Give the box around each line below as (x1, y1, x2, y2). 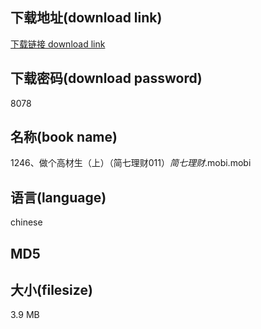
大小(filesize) (10, 282, 93, 299)
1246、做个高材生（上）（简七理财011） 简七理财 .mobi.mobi (10, 157, 252, 169)
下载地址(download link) (10, 9, 163, 27)
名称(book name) (10, 129, 118, 146)
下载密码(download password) (10, 70, 203, 87)
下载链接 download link (10, 38, 106, 50)
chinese (10, 216, 43, 228)
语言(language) (10, 189, 107, 206)
